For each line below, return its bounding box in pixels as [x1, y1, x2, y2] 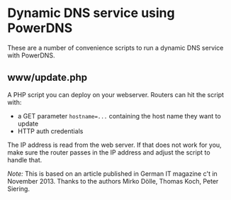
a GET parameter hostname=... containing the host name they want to [17, 111, 221, 120]
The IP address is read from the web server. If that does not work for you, [7, 140, 222, 149]
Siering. [7, 184, 30, 193]
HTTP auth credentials [17, 126, 84, 135]
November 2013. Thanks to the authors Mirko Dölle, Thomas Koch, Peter [7, 177, 219, 185]
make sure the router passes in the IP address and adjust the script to [7, 148, 210, 157]
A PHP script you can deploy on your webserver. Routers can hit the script [7, 90, 225, 99]
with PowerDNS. [7, 51, 55, 60]
